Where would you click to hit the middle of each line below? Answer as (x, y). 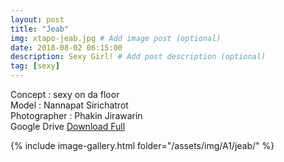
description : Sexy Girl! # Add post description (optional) (138, 57)
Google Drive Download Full (68, 126)
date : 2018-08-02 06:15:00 (66, 47)
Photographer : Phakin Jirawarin (76, 115)
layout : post (37, 19)
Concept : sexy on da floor (65, 94)
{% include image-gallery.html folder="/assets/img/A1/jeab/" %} (142, 145)
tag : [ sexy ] (35, 66)
